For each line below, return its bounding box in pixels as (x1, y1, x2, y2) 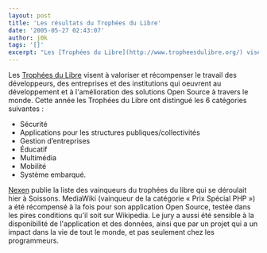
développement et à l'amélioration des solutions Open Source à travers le (8, 87, 249, 96)
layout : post (8, 11, 52, 20)
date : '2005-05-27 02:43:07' (8, 26, 105, 34)
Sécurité (19, 120, 48, 128)
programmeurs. (8, 236, 60, 245)
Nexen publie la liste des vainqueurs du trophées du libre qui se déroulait (8, 186, 247, 194)
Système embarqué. (19, 170, 87, 179)
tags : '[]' (8, 41, 44, 49)
